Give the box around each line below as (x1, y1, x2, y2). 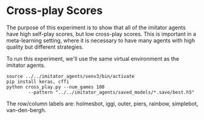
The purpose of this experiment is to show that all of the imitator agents (6, 24, 186, 31)
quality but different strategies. (6, 43, 84, 51)
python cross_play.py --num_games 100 (6, 83, 105, 90)
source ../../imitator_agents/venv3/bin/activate (6, 73, 135, 79)
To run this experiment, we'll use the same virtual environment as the (6, 55, 180, 62)
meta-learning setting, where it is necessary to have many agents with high (6, 37, 195, 44)
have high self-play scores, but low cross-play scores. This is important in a (6, 30, 197, 37)
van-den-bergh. (6, 106, 47, 113)
